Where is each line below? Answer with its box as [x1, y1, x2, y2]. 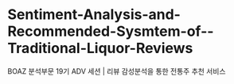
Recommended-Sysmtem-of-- [7, 22, 214, 40]
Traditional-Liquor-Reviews [7, 40, 193, 57]
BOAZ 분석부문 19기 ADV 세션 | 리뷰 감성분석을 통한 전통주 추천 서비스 [7, 66, 226, 76]
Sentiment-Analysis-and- [7, 6, 181, 24]
